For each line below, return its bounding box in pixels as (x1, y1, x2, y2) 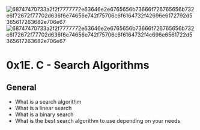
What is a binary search (14, 111, 74, 118)
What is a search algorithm (14, 98, 82, 105)
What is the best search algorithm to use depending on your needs (14, 117, 181, 124)
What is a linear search (14, 105, 72, 111)
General (6, 82, 37, 92)
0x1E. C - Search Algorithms (6, 59, 150, 72)
